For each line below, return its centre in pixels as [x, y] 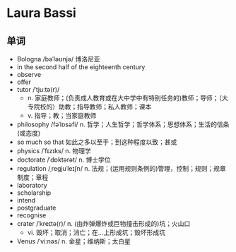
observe [29, 74]
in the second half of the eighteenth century [81, 67]
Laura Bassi [42, 13]
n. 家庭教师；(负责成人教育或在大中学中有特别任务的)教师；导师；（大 [128, 98]
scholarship [34, 193]
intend [26, 200]
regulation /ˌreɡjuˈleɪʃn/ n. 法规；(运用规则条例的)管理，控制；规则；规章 [122, 168]
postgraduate [36, 208]
